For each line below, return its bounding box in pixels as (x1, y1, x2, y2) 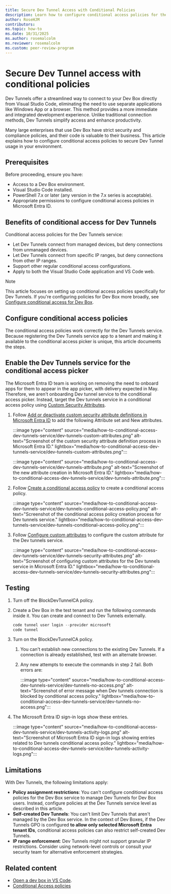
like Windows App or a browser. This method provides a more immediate (5, 106, 158, 112)
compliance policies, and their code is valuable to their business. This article (5, 132, 165, 138)
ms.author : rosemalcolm (5, 36, 56, 41)
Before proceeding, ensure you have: (5, 172, 83, 178)
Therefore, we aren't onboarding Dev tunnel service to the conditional (5, 391, 152, 397)
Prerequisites (5, 158, 49, 167)
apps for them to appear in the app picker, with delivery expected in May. (5, 385, 159, 391)
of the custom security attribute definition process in (50, 438, 161, 444)
